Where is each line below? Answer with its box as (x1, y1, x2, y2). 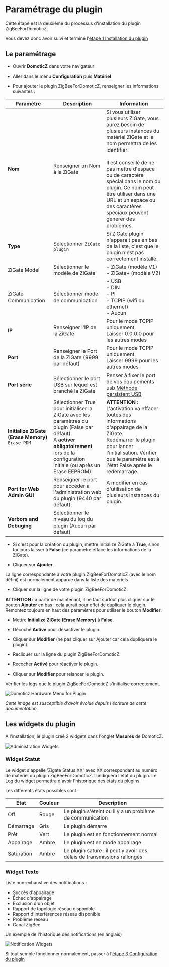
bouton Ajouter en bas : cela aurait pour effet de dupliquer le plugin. (5, 602, 147, 608)
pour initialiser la (53, 405, 93, 412)
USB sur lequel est (53, 381, 97, 388)
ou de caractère (106, 171, 144, 178)
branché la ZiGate (53, 387, 96, 394)
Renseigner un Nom (53, 162, 101, 169)
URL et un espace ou (106, 196, 156, 203)
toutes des (106, 411, 132, 418)
